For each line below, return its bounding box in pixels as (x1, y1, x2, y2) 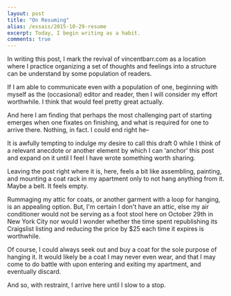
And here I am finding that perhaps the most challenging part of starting (7, 111, 212, 120)
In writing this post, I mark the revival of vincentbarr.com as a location (7, 55, 206, 63)
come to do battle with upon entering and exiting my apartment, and (7, 260, 201, 268)
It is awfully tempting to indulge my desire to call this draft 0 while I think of (7, 139, 221, 147)
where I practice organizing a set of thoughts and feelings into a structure (7, 62, 217, 71)
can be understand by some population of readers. (7, 70, 152, 78)
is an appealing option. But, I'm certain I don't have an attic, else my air (7, 203, 210, 211)
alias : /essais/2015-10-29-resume (7, 23, 107, 30)
